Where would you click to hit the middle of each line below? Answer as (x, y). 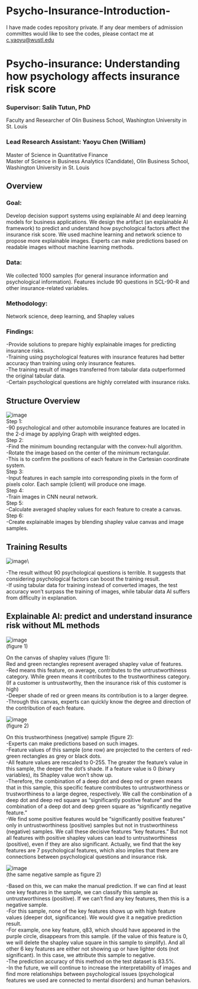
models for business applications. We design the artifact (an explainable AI (97, 222)
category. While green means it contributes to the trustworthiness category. (98, 676)
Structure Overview (43, 401)
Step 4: (15, 491)
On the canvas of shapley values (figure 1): (58, 658)
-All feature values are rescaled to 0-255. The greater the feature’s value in (97, 762)
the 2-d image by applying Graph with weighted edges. (73, 434)
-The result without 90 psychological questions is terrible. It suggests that (96, 572)
